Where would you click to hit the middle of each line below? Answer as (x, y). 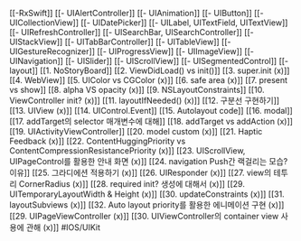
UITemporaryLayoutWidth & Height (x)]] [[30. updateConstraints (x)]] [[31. (147, 194)
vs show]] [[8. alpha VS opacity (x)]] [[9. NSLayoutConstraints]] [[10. (137, 90)
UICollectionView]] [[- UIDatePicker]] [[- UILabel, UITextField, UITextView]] (149, 23)
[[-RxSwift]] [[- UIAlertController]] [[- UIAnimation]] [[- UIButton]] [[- (136, 13)
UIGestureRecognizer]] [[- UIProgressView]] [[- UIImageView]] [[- (132, 51)
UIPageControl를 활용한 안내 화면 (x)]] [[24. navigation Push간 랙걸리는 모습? (149, 161)
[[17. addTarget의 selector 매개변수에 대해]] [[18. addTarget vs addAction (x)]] (151, 121)
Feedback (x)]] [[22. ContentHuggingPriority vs (98, 141)
